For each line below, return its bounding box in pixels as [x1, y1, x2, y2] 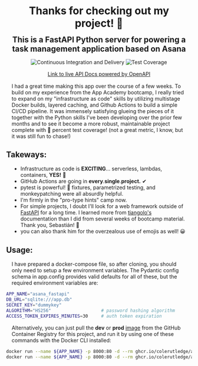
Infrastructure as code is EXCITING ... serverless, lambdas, [20, 165, 163, 172]
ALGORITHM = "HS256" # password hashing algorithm [6, 308, 176, 314]
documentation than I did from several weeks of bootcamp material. [20, 215, 185, 222]
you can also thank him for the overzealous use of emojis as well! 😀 [20, 228, 186, 235]
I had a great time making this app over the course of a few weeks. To [11, 83, 181, 90]
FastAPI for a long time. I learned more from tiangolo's [20, 209, 152, 216]
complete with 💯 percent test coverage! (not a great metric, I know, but [11, 126, 183, 133]
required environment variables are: [11, 279, 98, 286]
